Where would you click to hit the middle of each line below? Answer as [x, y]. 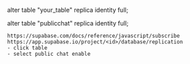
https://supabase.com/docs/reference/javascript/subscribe [94, 36]
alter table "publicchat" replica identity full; [68, 23]
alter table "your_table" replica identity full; [68, 10]
